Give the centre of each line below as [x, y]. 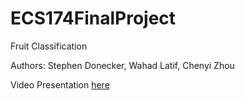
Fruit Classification [49, 46]
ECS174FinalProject [93, 18]
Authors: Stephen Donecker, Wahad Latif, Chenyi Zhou [122, 65]
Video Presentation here [60, 84]
